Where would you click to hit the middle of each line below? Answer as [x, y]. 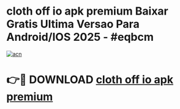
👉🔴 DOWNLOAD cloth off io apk [90, 80]
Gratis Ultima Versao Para [73, 24]
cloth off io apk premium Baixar [87, 11]
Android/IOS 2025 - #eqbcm [80, 37]
